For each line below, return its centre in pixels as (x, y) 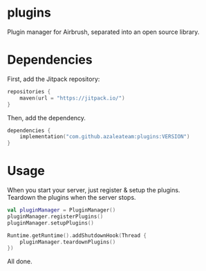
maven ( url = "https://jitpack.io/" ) (73, 98)
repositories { (29, 91)
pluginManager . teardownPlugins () (68, 242)
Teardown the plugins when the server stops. (72, 198)
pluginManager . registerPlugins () (55, 216)
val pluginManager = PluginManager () (62, 210)
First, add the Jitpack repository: (54, 79)
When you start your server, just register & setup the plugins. (94, 190)
